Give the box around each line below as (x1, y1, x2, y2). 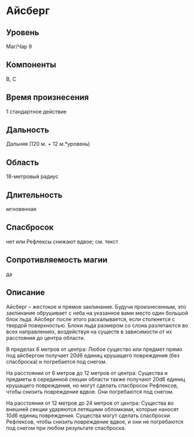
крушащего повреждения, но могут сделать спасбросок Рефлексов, (6, 382, 179, 389)
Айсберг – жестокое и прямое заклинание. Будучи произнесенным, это (6, 303, 186, 310)
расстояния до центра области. (6, 334, 86, 341)
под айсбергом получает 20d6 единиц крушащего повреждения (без (6, 351, 180, 359)
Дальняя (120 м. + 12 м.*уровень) (6, 141, 90, 148)
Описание (6, 288, 45, 298)
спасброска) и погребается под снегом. (6, 358, 107, 365)
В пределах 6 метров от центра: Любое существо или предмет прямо (6, 346, 183, 353)
